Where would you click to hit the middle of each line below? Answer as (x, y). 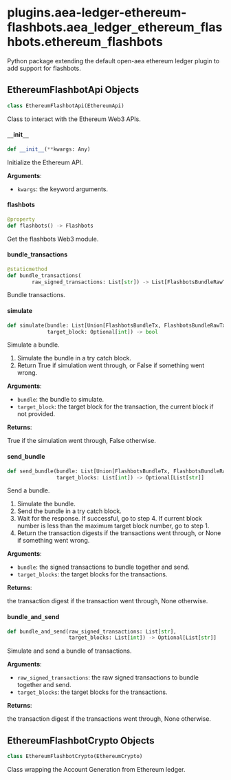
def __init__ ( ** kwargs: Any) (49, 149)
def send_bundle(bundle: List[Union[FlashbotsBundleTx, (89, 471)
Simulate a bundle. (33, 345)
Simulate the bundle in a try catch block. (74, 358)
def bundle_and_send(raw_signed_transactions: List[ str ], (92, 631)
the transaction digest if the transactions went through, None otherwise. (109, 719)
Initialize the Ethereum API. (45, 162)
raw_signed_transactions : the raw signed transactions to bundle (108, 678)
